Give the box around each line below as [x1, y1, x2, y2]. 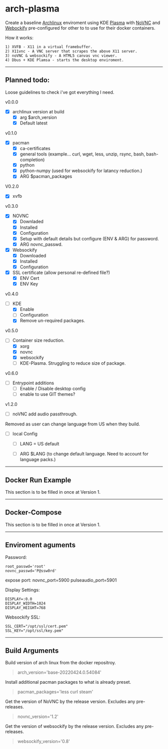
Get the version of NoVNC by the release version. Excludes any [5, 698, 135, 705]
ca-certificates [19, 145, 51, 151]
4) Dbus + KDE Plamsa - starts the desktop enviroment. [5, 57, 124, 63]
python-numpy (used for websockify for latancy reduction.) [19, 168, 142, 174]
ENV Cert [19, 275, 39, 281]
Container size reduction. [12, 337, 65, 344]
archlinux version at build [12, 108, 64, 114]
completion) [19, 157, 45, 163]
